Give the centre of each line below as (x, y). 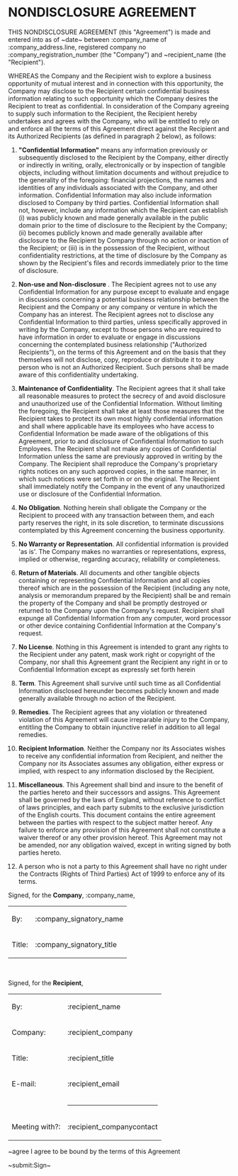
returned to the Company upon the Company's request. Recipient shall (121, 610)
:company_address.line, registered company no (77, 47)
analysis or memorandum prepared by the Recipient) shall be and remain (124, 595)
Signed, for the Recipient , (46, 982)
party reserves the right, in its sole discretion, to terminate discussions (121, 523)
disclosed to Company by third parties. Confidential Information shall (118, 202)
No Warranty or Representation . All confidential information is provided (123, 544)
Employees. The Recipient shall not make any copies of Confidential (117, 448)
